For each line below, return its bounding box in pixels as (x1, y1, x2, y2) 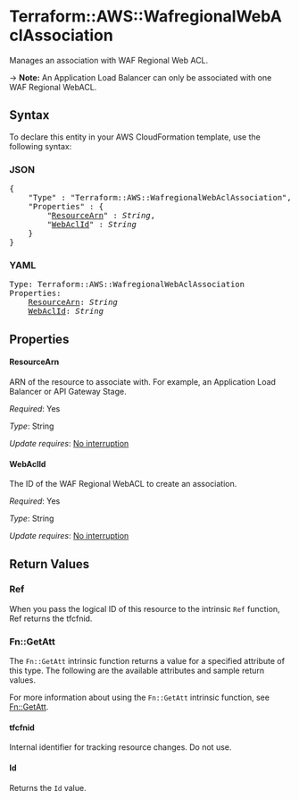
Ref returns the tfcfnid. (9, 613, 93, 624)
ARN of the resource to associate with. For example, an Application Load (9, 376, 277, 387)
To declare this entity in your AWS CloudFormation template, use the (9, 132, 261, 142)
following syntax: (9, 140, 72, 151)
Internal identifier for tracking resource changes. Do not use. (9, 742, 232, 753)
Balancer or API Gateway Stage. (9, 386, 127, 396)
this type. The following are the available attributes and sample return (9, 665, 265, 677)
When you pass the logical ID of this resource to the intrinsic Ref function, (9, 603, 280, 614)
